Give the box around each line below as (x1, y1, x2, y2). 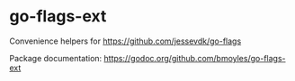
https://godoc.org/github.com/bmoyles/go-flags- (103, 53, 286, 63)
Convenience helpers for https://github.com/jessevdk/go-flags (9, 36, 242, 46)
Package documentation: (9, 53, 103, 63)
